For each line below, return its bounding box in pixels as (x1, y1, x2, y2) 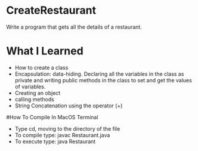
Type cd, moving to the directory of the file (14, 125, 120, 132)
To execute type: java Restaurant (14, 138, 96, 145)
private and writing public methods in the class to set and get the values (14, 76, 192, 84)
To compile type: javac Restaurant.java (14, 131, 110, 138)
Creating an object (14, 89, 61, 96)
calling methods (14, 95, 55, 103)
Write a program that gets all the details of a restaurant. (6, 23, 142, 30)
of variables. (14, 83, 46, 90)
